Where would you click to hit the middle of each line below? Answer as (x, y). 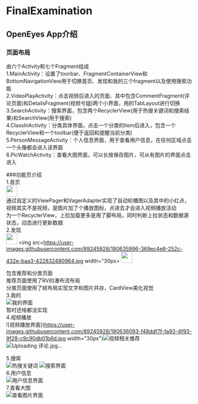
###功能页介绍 (24, 175)
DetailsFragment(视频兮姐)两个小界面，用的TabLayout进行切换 (104, 103)
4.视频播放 (19, 317)
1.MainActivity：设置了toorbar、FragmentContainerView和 (77, 73)
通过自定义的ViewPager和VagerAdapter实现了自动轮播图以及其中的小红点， (98, 200)
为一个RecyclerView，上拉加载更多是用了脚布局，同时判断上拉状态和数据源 (98, 215)
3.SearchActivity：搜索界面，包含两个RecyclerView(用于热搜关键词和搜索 (95, 110)
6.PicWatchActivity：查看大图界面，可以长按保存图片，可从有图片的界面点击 (99, 155)
